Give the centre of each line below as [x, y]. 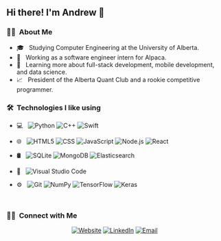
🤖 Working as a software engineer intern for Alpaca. [91, 57]
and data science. [42, 72]
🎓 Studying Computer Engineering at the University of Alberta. [108, 47]
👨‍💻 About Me [30, 32]
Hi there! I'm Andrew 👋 [56, 13]
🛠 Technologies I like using [54, 107]
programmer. [35, 89]
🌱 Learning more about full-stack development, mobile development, [115, 64]
